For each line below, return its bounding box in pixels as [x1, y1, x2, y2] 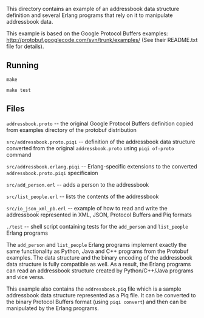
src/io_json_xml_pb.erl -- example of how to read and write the [6, 204, 168, 212]
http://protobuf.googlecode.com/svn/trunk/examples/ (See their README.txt [6, 36, 198, 43]
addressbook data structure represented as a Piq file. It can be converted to [6, 291, 196, 299]
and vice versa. [6, 273, 45, 280]
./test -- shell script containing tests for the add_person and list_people [6, 223, 188, 230]
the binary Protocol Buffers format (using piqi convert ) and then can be [6, 298, 187, 305]
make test [6, 87, 32, 93]
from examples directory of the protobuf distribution [6, 126, 137, 133]
